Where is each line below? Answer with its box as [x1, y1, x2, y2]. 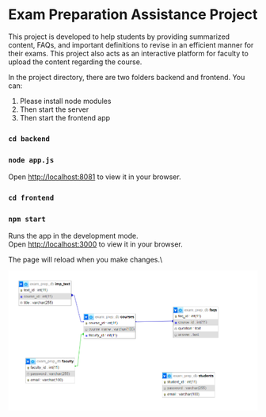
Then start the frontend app [19, 113, 111, 122]
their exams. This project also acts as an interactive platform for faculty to [8, 48, 249, 58]
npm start [8, 215, 46, 224]
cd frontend [8, 193, 55, 203]
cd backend [8, 134, 50, 143]
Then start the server [19, 105, 89, 114]
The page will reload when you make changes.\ [8, 255, 163, 265]
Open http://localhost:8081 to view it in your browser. [8, 172, 181, 182]
